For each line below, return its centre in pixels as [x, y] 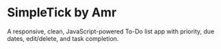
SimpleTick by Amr [62, 13]
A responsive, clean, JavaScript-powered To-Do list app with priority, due [111, 31]
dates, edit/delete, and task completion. [63, 38]
